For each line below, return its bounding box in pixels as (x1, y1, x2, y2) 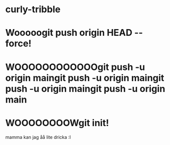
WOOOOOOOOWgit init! (5, 117, 109, 129)
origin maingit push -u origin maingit (5, 72, 164, 84)
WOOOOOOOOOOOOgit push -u (5, 61, 145, 72)
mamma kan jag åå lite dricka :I (5, 134, 71, 140)
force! (5, 38, 32, 50)
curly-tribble (5, 4, 61, 15)
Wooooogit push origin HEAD (5, 27, 133, 39)
